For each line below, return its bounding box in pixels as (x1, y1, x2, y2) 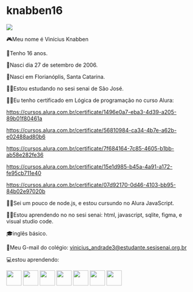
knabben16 (6, 4, 63, 18)
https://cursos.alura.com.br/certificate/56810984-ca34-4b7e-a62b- (6, 126, 177, 134)
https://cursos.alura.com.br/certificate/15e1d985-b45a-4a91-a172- (6, 163, 173, 170)
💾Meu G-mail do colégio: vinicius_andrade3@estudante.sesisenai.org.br (6, 243, 187, 251)
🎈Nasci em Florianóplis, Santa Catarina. (6, 73, 105, 80)
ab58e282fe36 (6, 151, 44, 158)
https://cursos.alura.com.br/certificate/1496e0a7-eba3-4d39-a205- (6, 108, 177, 115)
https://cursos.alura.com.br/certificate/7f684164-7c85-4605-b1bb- (6, 144, 174, 152)
